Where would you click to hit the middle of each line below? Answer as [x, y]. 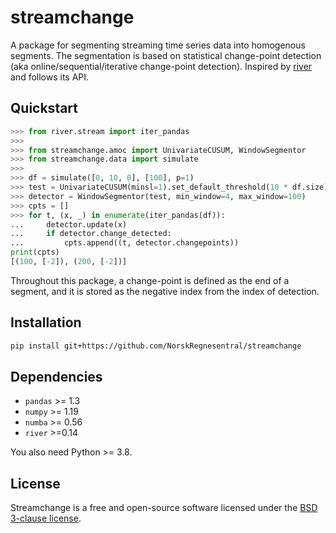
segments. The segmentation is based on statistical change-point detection [166, 55]
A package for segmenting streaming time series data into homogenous [158, 45]
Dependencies [56, 376]
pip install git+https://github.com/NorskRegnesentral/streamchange [156, 346]
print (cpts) [35, 252]
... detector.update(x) [69, 224]
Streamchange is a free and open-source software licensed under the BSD [164, 508]
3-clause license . [46, 518]
